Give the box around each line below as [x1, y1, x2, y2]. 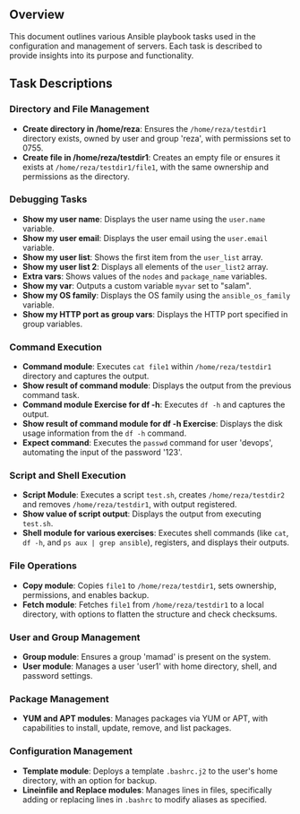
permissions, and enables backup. [21, 589, 150, 600]
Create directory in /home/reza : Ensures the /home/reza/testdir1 [21, 123, 267, 134]
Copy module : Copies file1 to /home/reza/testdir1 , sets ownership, [21, 580, 277, 591]
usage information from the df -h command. [21, 428, 187, 438]
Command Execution [9, 341, 103, 353]
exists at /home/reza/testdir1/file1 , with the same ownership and [21, 161, 269, 172]
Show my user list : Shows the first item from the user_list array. [21, 251, 263, 263]
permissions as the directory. [21, 170, 130, 182]
